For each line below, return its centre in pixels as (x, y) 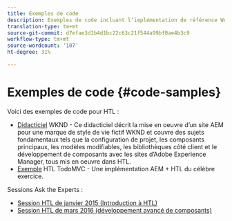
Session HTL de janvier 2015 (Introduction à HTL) (87, 203)
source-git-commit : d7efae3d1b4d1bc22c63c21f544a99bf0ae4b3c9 (98, 33)
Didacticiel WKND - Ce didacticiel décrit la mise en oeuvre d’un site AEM (120, 124)
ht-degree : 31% (29, 52)
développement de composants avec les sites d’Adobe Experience (112, 154)
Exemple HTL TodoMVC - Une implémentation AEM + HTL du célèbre (116, 169)
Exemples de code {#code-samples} (114, 92)
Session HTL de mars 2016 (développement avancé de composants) (115, 210)
